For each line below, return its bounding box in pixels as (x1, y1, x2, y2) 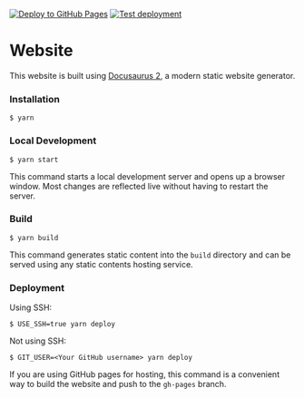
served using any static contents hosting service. (9, 258, 193, 269)
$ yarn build (9, 233, 59, 242)
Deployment (9, 281, 65, 294)
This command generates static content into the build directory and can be (9, 249, 291, 260)
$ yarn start (9, 155, 59, 164)
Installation (9, 92, 61, 105)
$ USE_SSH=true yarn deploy (9, 320, 116, 329)
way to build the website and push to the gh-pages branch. (9, 379, 227, 390)
